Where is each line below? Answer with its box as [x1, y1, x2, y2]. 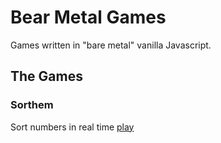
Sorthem [10, 98, 54, 112]
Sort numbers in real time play [10, 121, 135, 133]
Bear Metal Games [10, 6, 167, 29]
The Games [10, 68, 83, 85]
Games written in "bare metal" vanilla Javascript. [10, 39, 212, 51]
